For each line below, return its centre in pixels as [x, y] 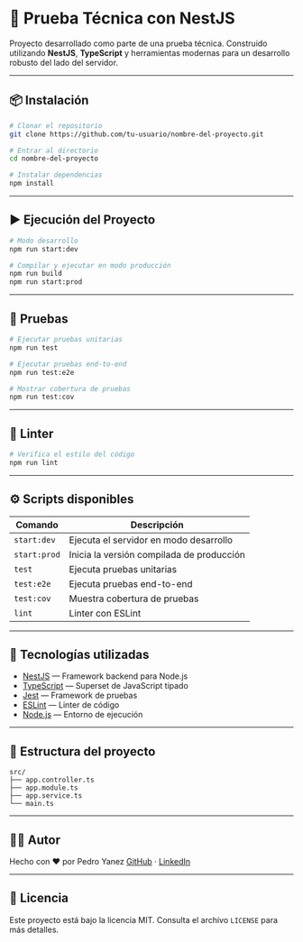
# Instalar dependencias [56, 175]
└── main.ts [32, 804]
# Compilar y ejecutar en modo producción [90, 265]
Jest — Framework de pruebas [80, 695]
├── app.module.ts [44, 788]
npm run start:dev [44, 249]
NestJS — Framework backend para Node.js [105, 676]
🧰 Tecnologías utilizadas [79, 655]
